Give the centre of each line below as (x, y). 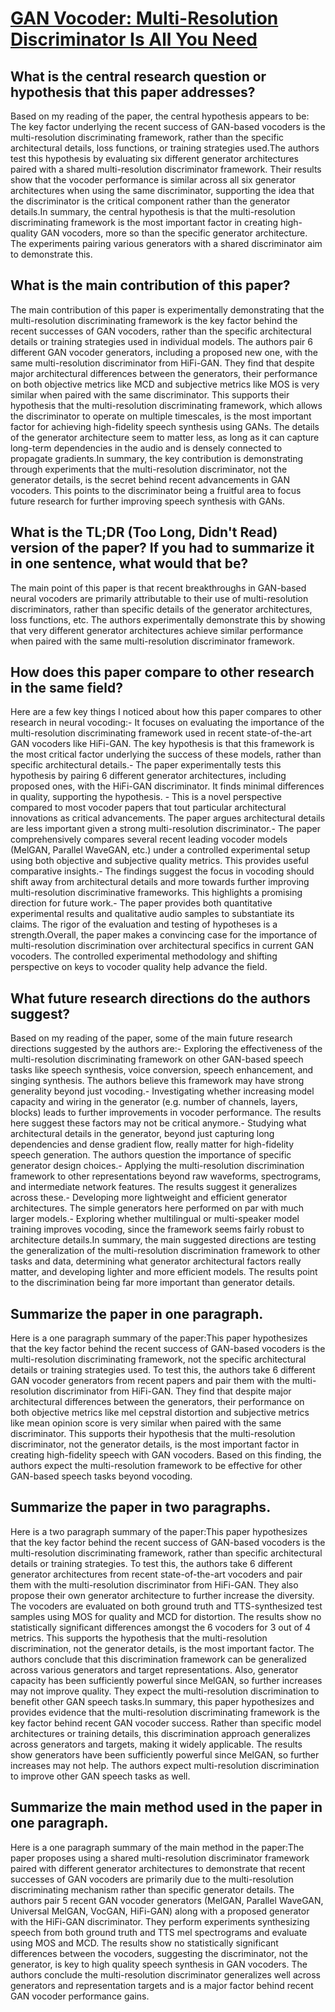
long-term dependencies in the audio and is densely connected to (146, 448)
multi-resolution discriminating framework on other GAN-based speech (157, 1059)
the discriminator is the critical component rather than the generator (150, 201)
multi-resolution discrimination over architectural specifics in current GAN (162, 946)
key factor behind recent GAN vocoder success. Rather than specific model (166, 1723)
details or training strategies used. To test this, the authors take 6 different (163, 1370)
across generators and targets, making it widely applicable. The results (156, 1744)
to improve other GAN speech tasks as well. (100, 1776)
